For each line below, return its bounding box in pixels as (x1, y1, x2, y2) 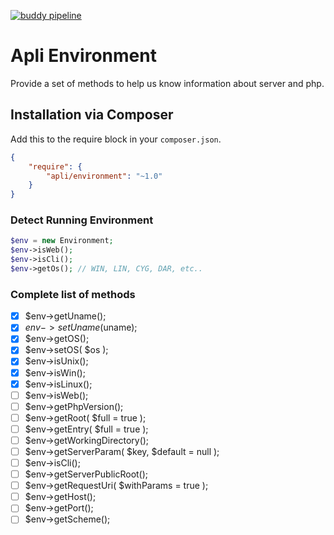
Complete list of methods (10, 287, 136, 301)
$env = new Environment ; (10, 236, 114, 246)
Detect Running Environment (10, 213, 154, 227)
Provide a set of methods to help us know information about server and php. (10, 77, 325, 89)
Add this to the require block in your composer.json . (10, 133, 222, 145)
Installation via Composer (10, 106, 174, 124)
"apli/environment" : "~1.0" (46, 171, 163, 181)
